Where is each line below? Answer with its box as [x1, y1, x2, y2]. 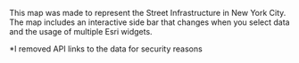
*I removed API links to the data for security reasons [9, 43, 203, 54]
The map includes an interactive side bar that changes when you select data [9, 17, 290, 28]
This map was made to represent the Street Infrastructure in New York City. [9, 8, 287, 18]
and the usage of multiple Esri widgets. [9, 27, 154, 36]
